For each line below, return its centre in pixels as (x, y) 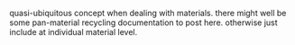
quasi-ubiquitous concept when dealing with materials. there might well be (148, 13)
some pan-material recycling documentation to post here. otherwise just (143, 22)
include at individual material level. (74, 32)
